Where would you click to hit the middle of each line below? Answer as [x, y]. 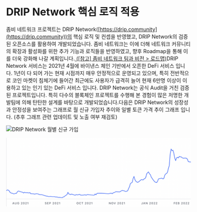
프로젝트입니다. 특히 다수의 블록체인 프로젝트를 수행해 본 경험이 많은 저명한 [97, 95]
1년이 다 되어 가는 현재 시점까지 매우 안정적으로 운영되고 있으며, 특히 [91, 73]
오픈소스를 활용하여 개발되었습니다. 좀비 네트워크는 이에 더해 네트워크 [91, 44]
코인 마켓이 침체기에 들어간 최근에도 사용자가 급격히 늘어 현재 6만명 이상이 [97, 80]
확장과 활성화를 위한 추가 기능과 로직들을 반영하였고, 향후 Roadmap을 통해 [97, 51]
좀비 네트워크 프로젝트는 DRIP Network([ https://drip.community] [81, 29]
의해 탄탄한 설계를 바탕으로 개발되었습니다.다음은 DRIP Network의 [97, 102]
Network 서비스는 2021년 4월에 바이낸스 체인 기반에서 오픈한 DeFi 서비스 [90, 65]
